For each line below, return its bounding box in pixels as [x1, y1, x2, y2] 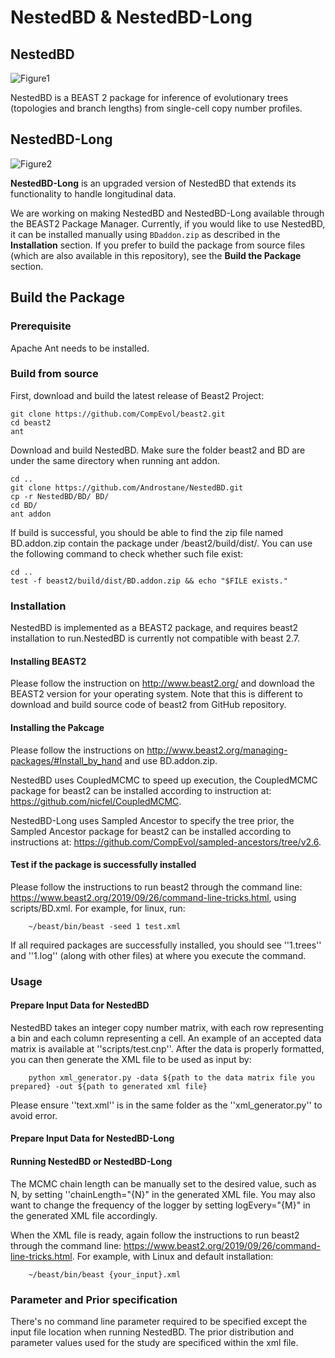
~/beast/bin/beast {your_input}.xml [28, 1269, 182, 1280]
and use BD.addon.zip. [124, 754, 218, 766]
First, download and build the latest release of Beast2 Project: [10, 389, 265, 401]
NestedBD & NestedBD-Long [10, 6, 253, 29]
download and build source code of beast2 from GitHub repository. [10, 699, 287, 711]
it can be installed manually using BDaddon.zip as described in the [10, 228, 281, 240]
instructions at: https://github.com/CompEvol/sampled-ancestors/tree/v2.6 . [10, 836, 322, 848]
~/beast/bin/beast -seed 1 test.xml [28, 921, 182, 931]
